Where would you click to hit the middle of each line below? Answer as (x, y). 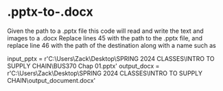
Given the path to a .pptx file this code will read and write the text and (105, 31)
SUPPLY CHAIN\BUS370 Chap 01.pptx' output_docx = (83, 66)
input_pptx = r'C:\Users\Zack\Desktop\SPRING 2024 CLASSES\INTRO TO (111, 58)
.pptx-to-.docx (50, 12)
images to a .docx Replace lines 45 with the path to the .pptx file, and (105, 38)
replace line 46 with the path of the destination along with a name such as (111, 45)
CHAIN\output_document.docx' (51, 80)
